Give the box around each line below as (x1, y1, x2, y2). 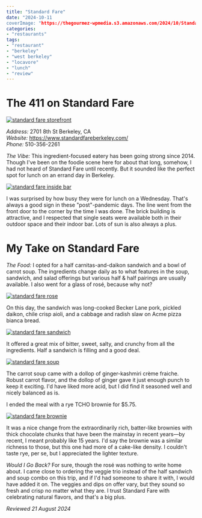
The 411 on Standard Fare (6, 96, 135, 110)
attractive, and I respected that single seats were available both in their (6, 214, 182, 222)
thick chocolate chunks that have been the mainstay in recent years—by (6, 431, 185, 438)
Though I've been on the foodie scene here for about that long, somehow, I (6, 159, 192, 166)
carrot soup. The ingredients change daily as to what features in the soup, (6, 268, 189, 275)
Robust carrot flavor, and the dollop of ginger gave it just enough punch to (6, 376, 190, 384)
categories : (6, 25, 36, 32)
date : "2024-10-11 (6, 14, 52, 20)
